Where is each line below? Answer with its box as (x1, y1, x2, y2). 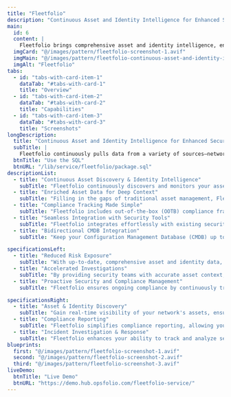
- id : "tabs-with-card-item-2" (13, 93, 103, 100)
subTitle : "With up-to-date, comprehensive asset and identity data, (19, 259, 223, 266)
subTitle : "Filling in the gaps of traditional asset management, (19, 195, 214, 203)
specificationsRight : (7, 297, 69, 304)
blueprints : (7, 341, 41, 348)
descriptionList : (7, 170, 57, 177)
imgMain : (13, 55, 38, 62)
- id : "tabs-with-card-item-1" (13, 73, 103, 81)
